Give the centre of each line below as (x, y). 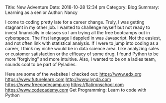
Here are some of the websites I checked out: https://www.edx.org (73, 74)
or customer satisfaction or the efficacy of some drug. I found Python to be (82, 54)
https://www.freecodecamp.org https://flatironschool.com (65, 85)
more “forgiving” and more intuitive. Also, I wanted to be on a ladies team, (81, 59)
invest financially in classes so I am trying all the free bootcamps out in (78, 33)
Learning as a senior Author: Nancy (41, 12)
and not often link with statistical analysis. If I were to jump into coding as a (82, 43)
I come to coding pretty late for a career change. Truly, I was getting (75, 22)
